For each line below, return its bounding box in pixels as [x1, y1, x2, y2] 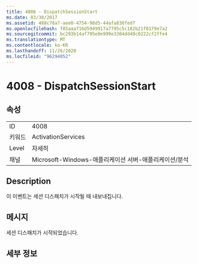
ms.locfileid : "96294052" [6, 53, 71, 59]
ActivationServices [32, 133, 85, 141]
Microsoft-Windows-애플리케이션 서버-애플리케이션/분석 [32, 155, 189, 164]
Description [6, 176, 51, 187]
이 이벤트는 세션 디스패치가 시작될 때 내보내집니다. [6, 193, 124, 200]
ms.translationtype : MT [6, 37, 66, 43]
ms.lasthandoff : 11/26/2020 [6, 48, 77, 54]
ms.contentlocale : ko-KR [6, 43, 68, 49]
